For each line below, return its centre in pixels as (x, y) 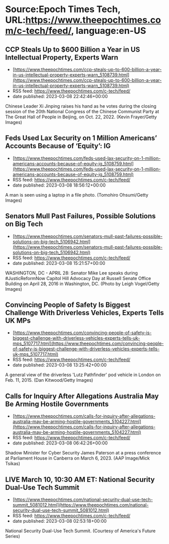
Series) (13, 536)
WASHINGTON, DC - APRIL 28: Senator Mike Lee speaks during (71, 273)
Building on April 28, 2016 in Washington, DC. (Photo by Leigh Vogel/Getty (82, 284)
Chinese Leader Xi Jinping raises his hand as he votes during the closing (81, 106)
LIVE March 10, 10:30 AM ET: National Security (80, 480)
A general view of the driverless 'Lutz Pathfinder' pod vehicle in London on (83, 375)
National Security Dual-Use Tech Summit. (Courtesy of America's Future (80, 531)
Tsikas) (13, 464)
